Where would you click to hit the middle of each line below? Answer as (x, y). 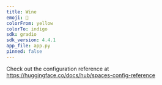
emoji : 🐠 (17, 18)
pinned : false (24, 52)
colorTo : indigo (27, 29)
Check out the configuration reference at (58, 69)
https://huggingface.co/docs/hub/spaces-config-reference (81, 75)
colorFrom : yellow (30, 23)
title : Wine (21, 12)
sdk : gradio (21, 35)
